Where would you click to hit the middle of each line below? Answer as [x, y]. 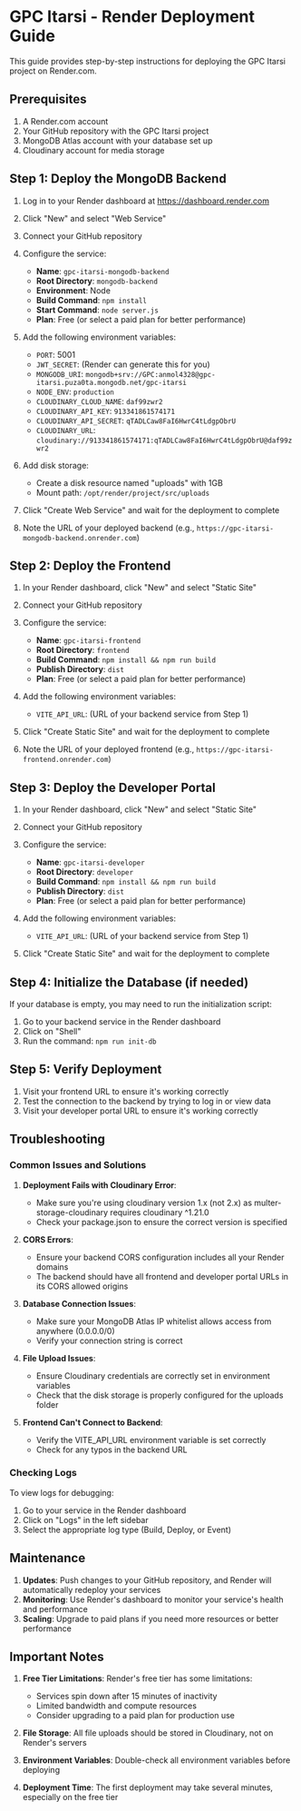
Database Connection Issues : [79, 1303]
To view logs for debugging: [62, 1492]
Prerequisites [48, 99]
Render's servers [55, 1743]
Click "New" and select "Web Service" [94, 218]
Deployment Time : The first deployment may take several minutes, [148, 1787]
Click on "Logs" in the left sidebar [85, 1519]
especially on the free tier [70, 1797]
